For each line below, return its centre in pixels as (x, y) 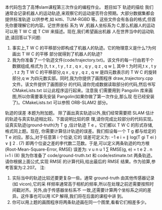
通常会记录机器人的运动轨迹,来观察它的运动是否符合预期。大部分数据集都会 (80, 13)
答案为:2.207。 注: (27, 167)
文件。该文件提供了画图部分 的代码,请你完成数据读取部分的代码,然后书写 (84, 84)
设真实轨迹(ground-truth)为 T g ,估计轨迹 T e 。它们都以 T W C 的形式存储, (79, 125)
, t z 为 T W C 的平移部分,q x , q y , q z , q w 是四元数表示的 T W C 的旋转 (84, 72)
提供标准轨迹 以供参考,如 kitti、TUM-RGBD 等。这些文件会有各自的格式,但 (78, 19)
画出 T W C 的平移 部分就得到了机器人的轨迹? (57, 54)
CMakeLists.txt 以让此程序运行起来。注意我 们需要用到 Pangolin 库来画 (82, 90)
